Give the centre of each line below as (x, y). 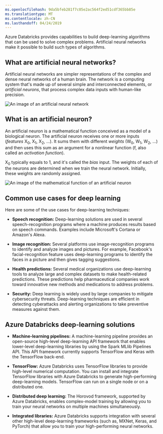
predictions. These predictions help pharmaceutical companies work (81, 279)
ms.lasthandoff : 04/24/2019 (33, 23)
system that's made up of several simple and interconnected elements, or (79, 84)
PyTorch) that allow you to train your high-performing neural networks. (83, 426)
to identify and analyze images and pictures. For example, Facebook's (82, 249)
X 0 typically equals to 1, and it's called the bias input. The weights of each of (82, 163)
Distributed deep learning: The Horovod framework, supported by (79, 396)
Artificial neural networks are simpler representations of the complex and (78, 74)
